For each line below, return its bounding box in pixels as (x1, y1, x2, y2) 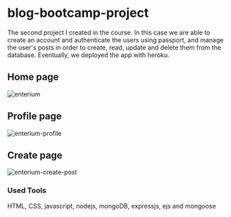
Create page (7, 149, 63, 161)
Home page (7, 71, 59, 83)
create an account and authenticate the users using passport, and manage (7, 35, 224, 44)
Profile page (7, 111, 62, 123)
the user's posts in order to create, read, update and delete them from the (7, 43, 222, 51)
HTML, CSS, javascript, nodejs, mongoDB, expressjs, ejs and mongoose (7, 201, 216, 210)
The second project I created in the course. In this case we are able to (7, 28, 211, 37)
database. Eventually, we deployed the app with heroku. (7, 51, 170, 59)
